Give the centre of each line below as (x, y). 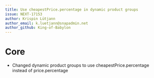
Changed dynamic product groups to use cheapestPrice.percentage (81, 65)
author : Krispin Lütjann (30, 19)
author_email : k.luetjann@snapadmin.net (47, 23)
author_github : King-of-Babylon (38, 28)
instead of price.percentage (40, 71)
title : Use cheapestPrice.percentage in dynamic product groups (72, 10)
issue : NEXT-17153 (24, 14)
